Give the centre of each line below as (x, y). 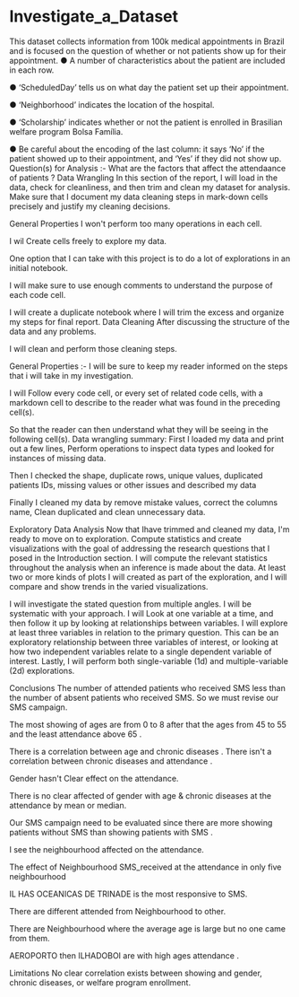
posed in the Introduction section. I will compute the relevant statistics (139, 557)
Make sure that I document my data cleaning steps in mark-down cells (139, 197)
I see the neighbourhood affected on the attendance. (107, 849)
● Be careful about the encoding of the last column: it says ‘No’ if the (137, 149)
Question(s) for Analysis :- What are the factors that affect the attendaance (148, 168)
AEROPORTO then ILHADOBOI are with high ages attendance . (124, 955)
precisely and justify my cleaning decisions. (90, 206)
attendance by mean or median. (68, 805)
